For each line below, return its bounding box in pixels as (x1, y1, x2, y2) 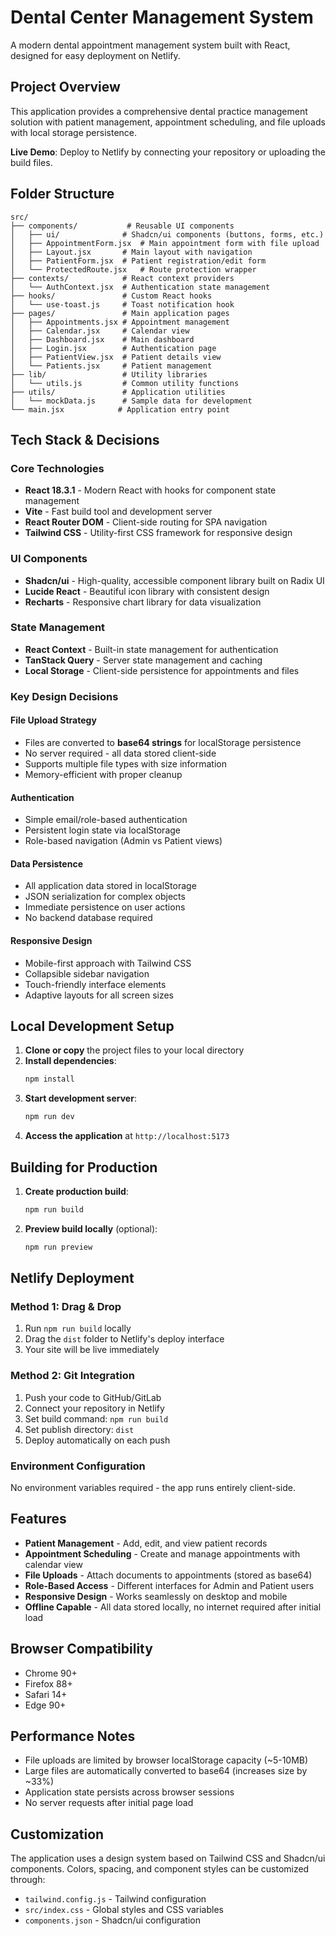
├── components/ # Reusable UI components (10, 221, 235, 231)
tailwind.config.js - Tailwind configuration (24, 1893, 207, 1905)
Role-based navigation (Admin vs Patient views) (24, 835, 223, 847)
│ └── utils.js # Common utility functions (10, 378, 240, 388)
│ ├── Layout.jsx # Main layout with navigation (10, 247, 253, 257)
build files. (10, 156, 53, 168)
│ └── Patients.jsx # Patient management (10, 361, 213, 371)
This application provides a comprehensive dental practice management (10, 105, 308, 117)
